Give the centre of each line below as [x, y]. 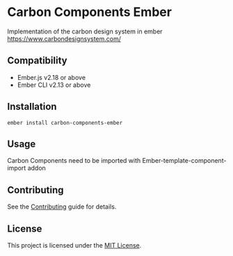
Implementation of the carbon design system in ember [85, 31]
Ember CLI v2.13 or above [54, 85]
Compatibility [37, 61]
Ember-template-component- [184, 161]
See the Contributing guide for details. [62, 207]
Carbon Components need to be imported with [74, 161]
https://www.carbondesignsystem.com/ [64, 38]
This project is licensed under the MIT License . [74, 245]
